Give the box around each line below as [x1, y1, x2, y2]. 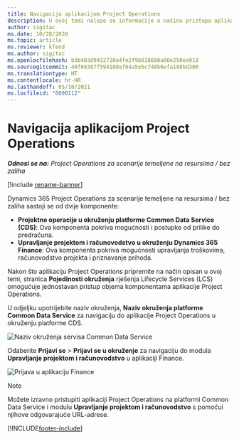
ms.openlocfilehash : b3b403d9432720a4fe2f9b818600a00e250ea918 [7, 57, 199, 64]
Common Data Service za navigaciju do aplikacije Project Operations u [7, 311, 216, 320]
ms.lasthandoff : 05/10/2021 [7, 83, 91, 90]
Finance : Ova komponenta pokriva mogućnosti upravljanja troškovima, [17, 246, 225, 255]
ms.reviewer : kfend [7, 43, 65, 51]
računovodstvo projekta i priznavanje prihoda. [17, 253, 153, 262]
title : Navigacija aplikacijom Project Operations [7, 10, 161, 18]
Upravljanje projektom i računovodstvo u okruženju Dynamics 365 [17, 238, 218, 247]
